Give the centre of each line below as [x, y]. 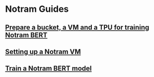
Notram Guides [37, 9]
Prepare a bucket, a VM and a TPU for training [77, 27]
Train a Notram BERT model [48, 68]
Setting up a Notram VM [43, 52]
